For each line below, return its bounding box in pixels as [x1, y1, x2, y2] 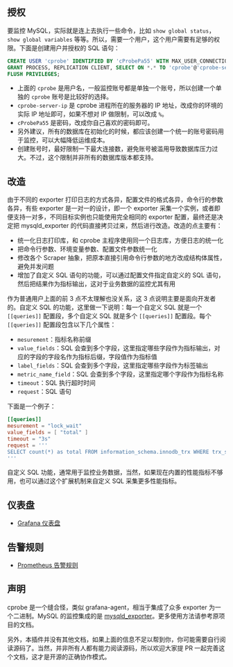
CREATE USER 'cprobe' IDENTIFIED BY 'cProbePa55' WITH [7, 58, 169, 65]
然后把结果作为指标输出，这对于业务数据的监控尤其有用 [17, 280, 175, 288]
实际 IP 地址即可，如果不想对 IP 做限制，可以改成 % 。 [17, 110, 169, 118]
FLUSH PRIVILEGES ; [7, 70, 60, 78]
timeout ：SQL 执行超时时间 [17, 379, 96, 387]
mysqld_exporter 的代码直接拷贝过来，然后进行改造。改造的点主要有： [20, 222, 223, 230]
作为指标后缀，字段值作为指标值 [65, 353, 157, 361]
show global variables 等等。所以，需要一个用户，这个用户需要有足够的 [7, 35, 214, 43]
